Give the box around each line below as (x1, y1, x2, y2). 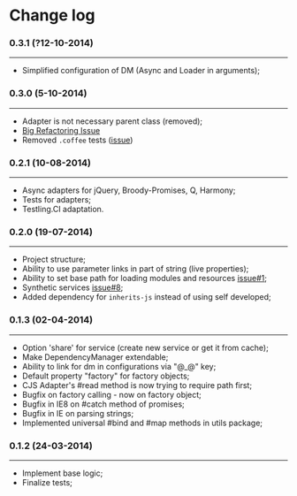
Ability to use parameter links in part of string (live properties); (21, 263, 249, 274)
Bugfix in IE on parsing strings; (21, 408, 134, 418)
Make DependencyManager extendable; (21, 351, 169, 362)
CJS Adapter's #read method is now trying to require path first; (21, 379, 253, 390)
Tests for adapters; (21, 195, 91, 205)
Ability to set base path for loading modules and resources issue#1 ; (21, 273, 268, 284)
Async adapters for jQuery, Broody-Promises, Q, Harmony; (21, 185, 236, 195)
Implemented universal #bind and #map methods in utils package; (21, 417, 263, 428)
